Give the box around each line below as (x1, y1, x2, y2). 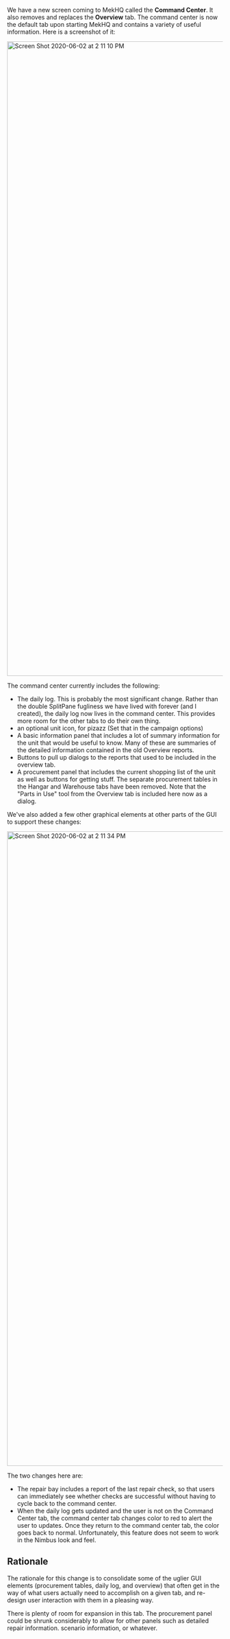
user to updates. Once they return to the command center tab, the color (16, 1522, 220, 1529)
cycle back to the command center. (16, 1500, 117, 1507)
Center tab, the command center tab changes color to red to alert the (16, 1514, 212, 1522)
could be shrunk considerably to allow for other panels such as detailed (7, 1616, 209, 1625)
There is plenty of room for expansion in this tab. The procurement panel (7, 1609, 212, 1617)
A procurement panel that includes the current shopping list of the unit (16, 768, 216, 776)
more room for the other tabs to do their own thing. (16, 717, 161, 725)
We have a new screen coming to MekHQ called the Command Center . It (7, 6, 214, 14)
